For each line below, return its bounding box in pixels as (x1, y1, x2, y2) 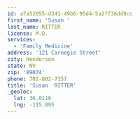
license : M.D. (7, 29, 49, 37)
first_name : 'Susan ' (7, 17, 71, 24)
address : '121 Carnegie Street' (7, 50, 101, 57)
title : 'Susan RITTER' (7, 82, 77, 89)
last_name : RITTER (7, 23, 61, 30)
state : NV (7, 62, 36, 69)
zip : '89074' (7, 69, 45, 76)
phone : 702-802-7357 (7, 75, 68, 83)
